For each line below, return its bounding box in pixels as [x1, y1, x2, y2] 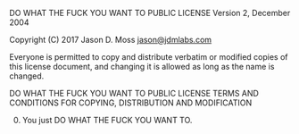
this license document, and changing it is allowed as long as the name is [9, 62, 275, 71]
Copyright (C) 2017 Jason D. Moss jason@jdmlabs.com [9, 35, 212, 45]
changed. [9, 71, 45, 81]
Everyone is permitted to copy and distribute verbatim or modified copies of [9, 52, 288, 62]
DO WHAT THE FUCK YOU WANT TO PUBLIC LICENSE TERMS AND [9, 88, 259, 98]
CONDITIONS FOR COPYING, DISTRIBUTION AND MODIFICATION [9, 97, 253, 108]
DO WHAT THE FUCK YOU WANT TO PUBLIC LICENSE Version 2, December [9, 8, 291, 18]
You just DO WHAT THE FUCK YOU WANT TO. [21, 115, 193, 125]
